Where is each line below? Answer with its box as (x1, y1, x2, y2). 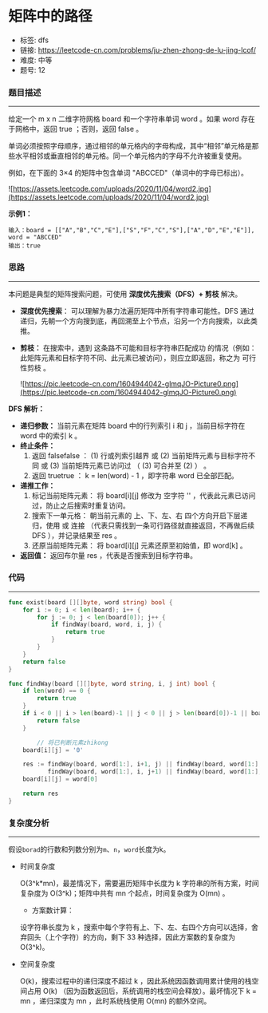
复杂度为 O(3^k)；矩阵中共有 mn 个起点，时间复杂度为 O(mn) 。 (19, 888, 230, 898)
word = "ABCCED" (8, 233, 62, 242)
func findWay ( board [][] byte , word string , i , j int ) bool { (8, 679, 216, 687)
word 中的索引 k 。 (19, 430, 82, 440)
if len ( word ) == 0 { (22, 687, 91, 695)
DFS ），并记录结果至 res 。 (31, 530, 122, 540)
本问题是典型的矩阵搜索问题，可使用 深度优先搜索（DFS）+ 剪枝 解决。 (8, 289, 242, 299)
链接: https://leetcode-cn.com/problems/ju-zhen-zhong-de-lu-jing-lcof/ (19, 45, 257, 54)
